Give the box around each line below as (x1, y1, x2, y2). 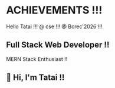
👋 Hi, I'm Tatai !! (6, 73, 65, 83)
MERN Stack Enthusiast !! (6, 55, 68, 62)
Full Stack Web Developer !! (6, 40, 110, 50)
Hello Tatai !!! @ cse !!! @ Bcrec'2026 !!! (6, 23, 103, 30)
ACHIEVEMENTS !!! (6, 4, 103, 17)
